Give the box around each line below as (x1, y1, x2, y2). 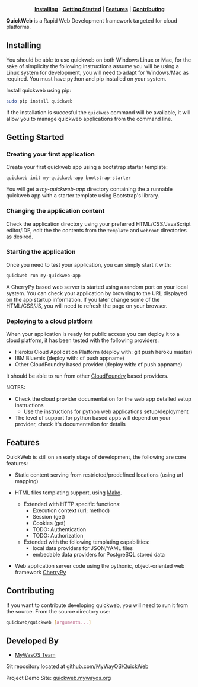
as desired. (6, 233, 34, 240)
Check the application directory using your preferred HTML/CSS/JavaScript (6, 220, 191, 228)
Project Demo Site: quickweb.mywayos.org (6, 675, 111, 682)
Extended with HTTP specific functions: (23, 500, 121, 507)
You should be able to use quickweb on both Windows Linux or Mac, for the (6, 56, 191, 63)
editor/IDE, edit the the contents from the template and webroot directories (6, 226, 187, 234)
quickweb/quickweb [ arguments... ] (6, 619, 92, 625)
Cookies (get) (32, 519, 66, 526)
